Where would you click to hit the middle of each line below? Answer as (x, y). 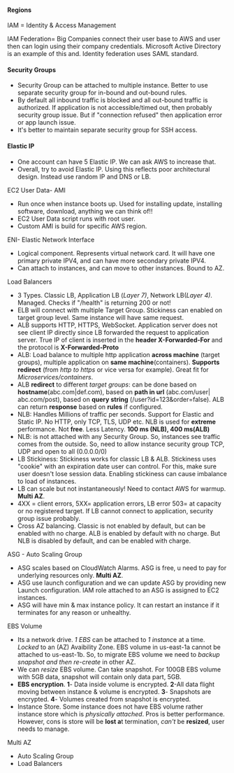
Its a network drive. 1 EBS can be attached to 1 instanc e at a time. (111, 639)
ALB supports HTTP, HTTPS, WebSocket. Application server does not (117, 325)
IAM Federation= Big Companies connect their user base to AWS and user (114, 39)
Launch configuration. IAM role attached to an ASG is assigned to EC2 (118, 590)
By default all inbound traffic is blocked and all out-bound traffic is (112, 100)
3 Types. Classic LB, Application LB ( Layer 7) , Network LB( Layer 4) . (115, 295)
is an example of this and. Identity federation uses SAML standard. (103, 54)
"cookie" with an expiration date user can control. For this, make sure (117, 466)
